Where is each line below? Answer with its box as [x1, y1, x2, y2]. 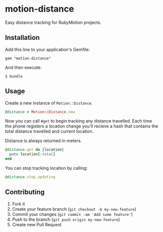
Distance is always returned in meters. [5, 138, 82, 144]
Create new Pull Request [12, 221, 62, 227]
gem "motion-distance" [5, 56, 51, 61]
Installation [5, 34, 40, 42]
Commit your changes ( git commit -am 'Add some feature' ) [12, 211, 133, 217]
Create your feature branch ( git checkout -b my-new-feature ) [12, 206, 137, 212]
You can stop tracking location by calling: [5, 165, 88, 171]
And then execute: [5, 64, 42, 70]
